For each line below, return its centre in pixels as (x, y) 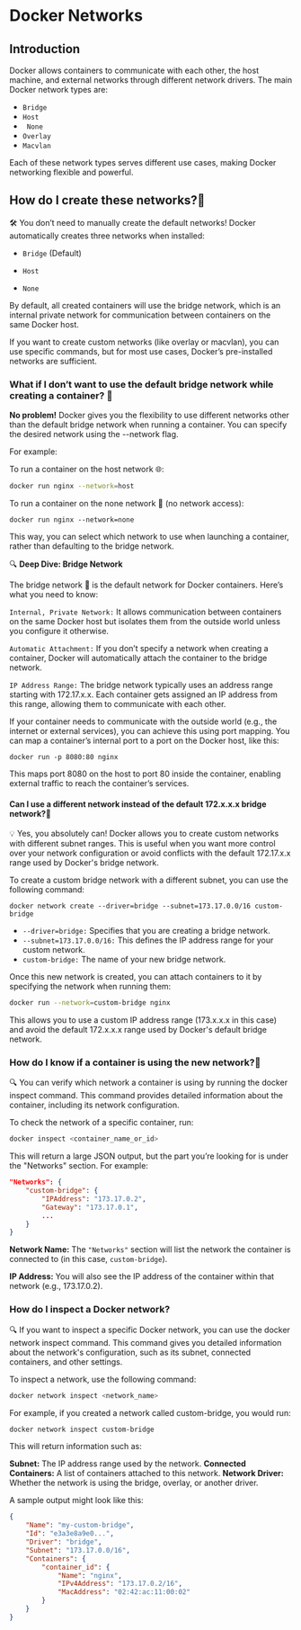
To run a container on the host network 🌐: (87, 470)
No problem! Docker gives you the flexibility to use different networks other (150, 416)
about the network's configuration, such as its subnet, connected (130, 1352)
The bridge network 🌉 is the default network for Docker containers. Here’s (146, 585)
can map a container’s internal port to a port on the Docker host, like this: (145, 740)
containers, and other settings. (66, 1361)
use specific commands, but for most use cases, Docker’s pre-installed (141, 351)
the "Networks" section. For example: (79, 1166)
